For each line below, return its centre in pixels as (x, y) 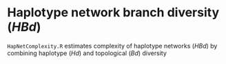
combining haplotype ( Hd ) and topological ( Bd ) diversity (87, 53)
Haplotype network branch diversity (113, 13)
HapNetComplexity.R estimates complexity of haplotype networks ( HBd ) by (112, 46)
